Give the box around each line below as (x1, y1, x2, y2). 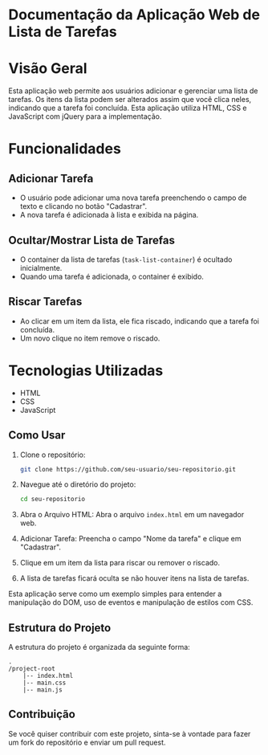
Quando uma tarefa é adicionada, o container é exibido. (19, 271, 205, 281)
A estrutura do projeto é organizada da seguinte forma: (8, 643, 190, 652)
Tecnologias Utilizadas (8, 361, 164, 379)
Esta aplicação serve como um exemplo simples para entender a (8, 589, 222, 599)
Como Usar (8, 428, 66, 443)
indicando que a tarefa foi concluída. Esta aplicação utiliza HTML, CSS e (8, 103, 247, 113)
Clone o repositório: (19, 450, 86, 459)
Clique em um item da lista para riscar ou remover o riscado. (19, 558, 221, 568)
